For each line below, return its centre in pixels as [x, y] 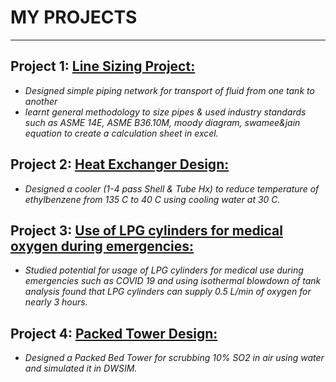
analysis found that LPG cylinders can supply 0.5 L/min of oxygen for [168, 292]
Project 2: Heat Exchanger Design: [120, 164]
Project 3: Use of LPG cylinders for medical [146, 230]
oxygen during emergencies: [102, 246]
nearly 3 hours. [56, 302]
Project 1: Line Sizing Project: [103, 66]
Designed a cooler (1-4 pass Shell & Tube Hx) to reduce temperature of [172, 188]
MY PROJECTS [74, 17]
